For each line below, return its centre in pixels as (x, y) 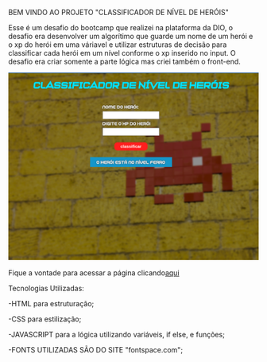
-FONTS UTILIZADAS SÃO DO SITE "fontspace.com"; (96, 350)
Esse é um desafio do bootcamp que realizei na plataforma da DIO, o (120, 27)
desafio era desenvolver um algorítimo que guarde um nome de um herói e (131, 36)
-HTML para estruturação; (51, 304)
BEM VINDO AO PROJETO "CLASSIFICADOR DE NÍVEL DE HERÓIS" (118, 12)
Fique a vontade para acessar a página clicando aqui (94, 273)
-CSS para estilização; (45, 319)
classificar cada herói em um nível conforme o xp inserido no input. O (122, 53)
